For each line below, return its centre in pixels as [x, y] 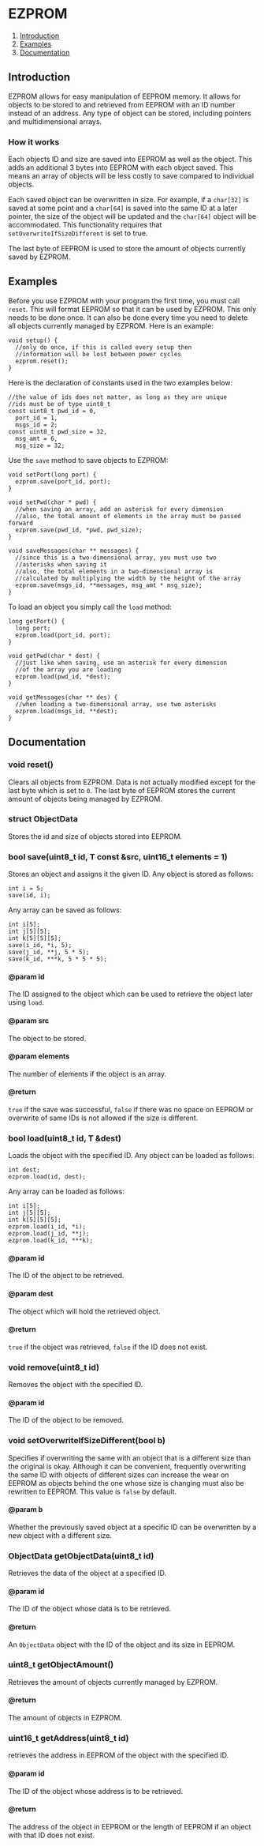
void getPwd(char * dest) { [54, 656]
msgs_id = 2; [37, 425]
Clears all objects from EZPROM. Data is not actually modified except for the [132, 782]
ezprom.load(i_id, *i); [47, 1227]
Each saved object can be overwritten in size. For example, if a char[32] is [129, 200]
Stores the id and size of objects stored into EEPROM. [95, 836]
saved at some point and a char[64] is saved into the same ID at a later [123, 208]
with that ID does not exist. [52, 1835]
